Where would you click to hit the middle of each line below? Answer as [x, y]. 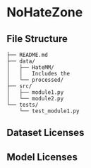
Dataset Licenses [45, 133]
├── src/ [19, 86]
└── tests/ [23, 105]
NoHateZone [45, 12]
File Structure [37, 39]
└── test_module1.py [49, 111]
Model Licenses [42, 157]
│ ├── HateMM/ [30, 68]
